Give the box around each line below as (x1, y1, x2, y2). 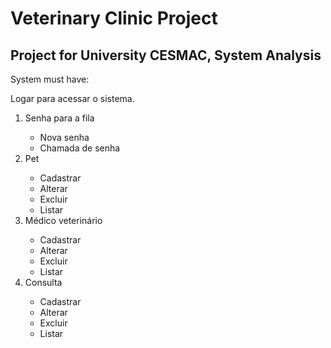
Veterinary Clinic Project (10, 7, 218, 30)
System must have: (10, 73, 90, 85)
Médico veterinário (24, 215, 103, 226)
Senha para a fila (24, 112, 95, 124)
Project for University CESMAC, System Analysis (10, 47, 322, 64)
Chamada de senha (39, 142, 121, 154)
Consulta (24, 277, 63, 288)
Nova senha (39, 132, 90, 143)
